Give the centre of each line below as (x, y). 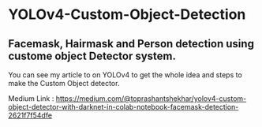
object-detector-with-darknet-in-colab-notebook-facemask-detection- (124, 107)
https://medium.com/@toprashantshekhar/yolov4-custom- (151, 99)
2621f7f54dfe (30, 115)
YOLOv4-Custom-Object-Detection (127, 15)
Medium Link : (31, 99)
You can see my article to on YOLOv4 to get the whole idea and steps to (125, 75)
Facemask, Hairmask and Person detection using (131, 44)
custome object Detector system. (92, 56)
